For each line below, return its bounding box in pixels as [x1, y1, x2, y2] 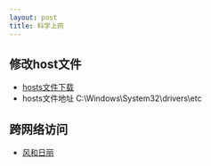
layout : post [9, 12, 58, 22]
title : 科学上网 [9, 21, 64, 30]
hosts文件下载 [21, 82, 74, 93]
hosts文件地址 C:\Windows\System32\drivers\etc [21, 93, 202, 104]
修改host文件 [9, 56, 82, 71]
